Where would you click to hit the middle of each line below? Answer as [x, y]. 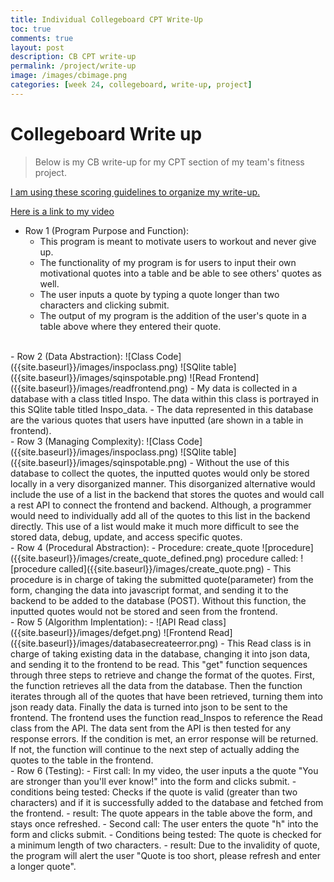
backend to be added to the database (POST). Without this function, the [158, 600]
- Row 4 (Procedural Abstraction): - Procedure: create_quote [135, 547]
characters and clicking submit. [104, 305]
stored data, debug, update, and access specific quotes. [126, 537]
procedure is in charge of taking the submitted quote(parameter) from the [162, 579]
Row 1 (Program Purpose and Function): [107, 230]
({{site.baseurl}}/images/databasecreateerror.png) [114, 643]
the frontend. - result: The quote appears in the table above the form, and [161, 813]
